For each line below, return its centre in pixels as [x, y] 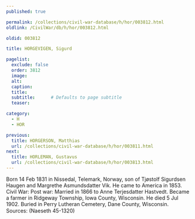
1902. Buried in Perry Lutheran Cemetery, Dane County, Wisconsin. [88, 204]
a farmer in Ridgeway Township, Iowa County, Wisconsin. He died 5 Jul [92, 198]
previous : [18, 135]
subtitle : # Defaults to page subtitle [67, 97]
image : [19, 76]
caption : [22, 87]
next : [13, 151]
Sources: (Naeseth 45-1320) [41, 210]
